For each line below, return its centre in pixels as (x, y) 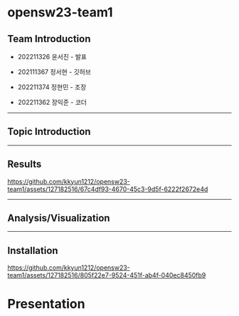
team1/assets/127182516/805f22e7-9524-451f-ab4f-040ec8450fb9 (107, 275)
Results (25, 164)
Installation (33, 250)
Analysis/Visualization (59, 218)
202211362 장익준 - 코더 (52, 102)
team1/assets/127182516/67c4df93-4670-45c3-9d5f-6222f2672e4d (108, 189)
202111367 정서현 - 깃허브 (54, 72)
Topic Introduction (49, 132)
